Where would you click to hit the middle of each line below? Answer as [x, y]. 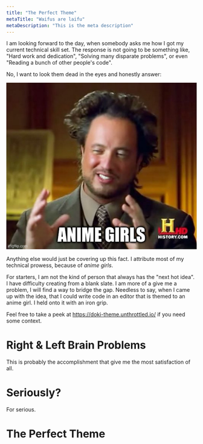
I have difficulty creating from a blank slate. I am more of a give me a [92, 283]
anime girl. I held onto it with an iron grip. [57, 303]
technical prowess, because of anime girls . [60, 265]
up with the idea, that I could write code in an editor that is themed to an [96, 297]
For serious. [21, 410]
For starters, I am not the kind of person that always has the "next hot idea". [101, 277]
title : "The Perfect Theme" [42, 13]
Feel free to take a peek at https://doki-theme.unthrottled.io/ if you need [96, 315]
